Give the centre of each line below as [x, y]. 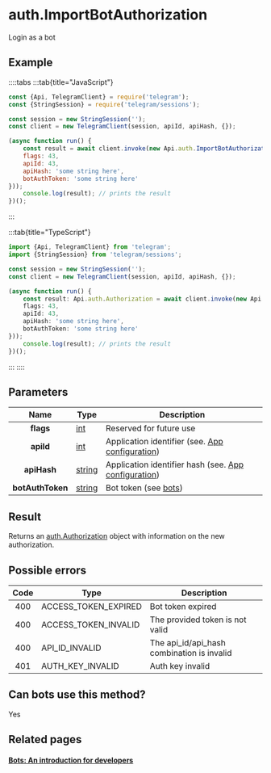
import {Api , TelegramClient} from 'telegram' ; [90, 247]
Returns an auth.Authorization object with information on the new [117, 536]
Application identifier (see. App [165, 442]
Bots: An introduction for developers [71, 760]
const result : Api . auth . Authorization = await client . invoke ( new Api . [144, 299]
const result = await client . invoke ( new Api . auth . [110, 149]
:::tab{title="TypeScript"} [50, 233]
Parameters [38, 392]
